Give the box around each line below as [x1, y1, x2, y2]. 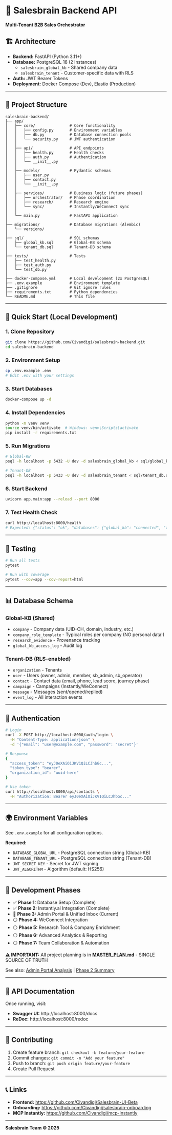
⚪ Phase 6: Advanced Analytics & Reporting [12, 932, 107, 938]
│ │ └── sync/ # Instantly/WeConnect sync [5, 204, 130, 209]
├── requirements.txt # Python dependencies [5, 289, 118, 294]
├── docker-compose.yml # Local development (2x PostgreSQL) [5, 276, 150, 281]
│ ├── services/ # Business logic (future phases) [5, 190, 143, 196]
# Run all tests [5, 557, 40, 563]
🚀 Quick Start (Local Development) [5, 312, 118, 321]
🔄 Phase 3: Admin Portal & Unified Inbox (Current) [12, 911, 119, 917]
